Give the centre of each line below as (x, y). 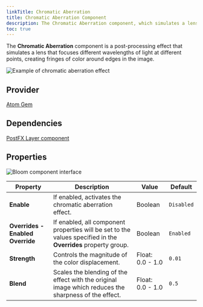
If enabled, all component (89, 222)
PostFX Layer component (38, 138)
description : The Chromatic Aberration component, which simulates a (96, 23)
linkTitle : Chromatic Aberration (48, 12)
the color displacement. (87, 262)
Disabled (181, 204)
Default (181, 187)
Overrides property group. (91, 245)
